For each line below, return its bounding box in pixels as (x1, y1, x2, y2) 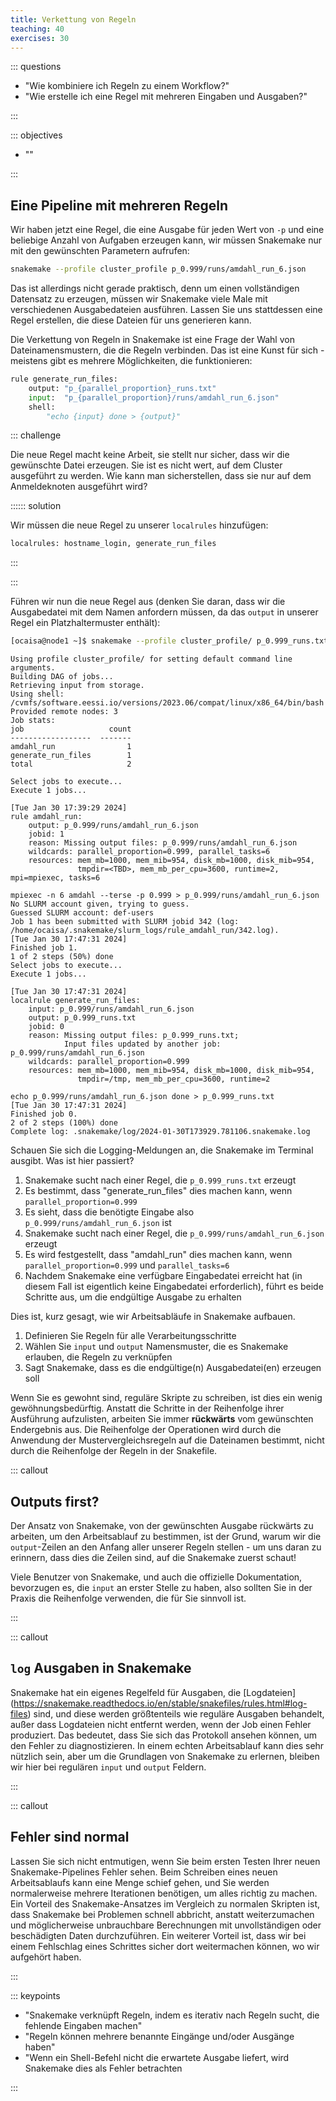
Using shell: (10, 689, 65, 700)
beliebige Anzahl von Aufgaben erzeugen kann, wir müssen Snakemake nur (10, 234, 322, 246)
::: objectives (10, 129, 63, 141)
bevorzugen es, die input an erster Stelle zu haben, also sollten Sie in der (10, 1582, 313, 1593)
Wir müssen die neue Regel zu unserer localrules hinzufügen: (10, 519, 269, 531)
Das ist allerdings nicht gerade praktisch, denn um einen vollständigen (10, 282, 300, 295)
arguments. (10, 663, 56, 673)
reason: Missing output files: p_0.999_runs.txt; (28, 1031, 240, 1041)
